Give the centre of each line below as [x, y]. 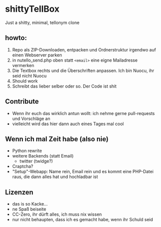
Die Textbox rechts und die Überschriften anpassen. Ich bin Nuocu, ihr [83, 70]
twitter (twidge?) [36, 161]
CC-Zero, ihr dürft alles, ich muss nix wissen [57, 214]
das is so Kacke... [30, 204]
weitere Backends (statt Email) [43, 156]
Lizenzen [19, 192]
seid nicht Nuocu [29, 76]
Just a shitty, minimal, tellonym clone [42, 23]
